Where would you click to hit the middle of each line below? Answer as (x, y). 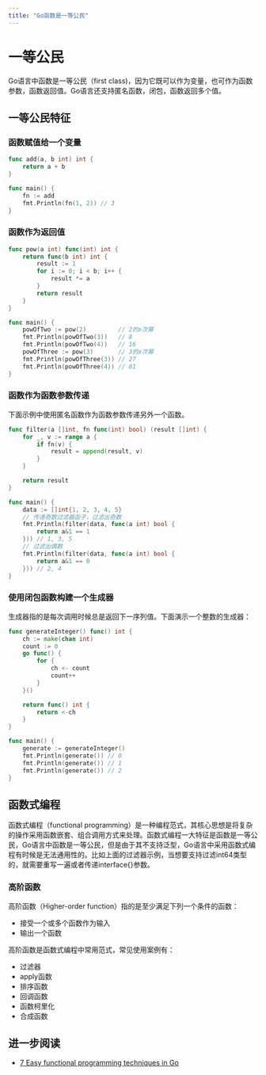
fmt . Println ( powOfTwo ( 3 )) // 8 (78, 337)
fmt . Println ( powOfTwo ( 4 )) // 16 (79, 345)
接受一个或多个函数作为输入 (65, 923)
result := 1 (57, 264)
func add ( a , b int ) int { (51, 159)
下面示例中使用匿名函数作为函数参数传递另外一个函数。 (98, 414)
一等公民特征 (40, 118)
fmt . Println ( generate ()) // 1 (72, 763)
